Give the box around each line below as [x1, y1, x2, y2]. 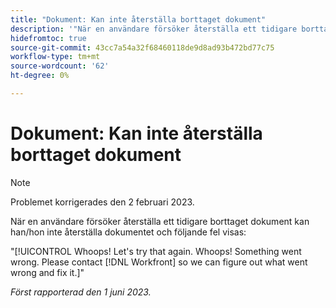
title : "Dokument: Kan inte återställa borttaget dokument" [10, 14, 267, 25]
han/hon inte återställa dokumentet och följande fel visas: [10, 226, 247, 238]
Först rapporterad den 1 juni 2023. [10, 286, 152, 298]
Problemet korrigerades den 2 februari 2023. [10, 196, 195, 208]
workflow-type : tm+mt [10, 52, 101, 62]
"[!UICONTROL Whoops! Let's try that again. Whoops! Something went [10, 245, 302, 257]
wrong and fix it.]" [10, 266, 85, 278]
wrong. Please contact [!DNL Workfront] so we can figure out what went [10, 256, 308, 268]
